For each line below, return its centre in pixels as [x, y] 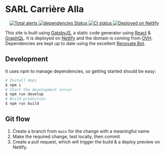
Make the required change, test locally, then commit [66, 136]
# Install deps [21, 80]
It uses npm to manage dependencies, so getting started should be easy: [81, 71]
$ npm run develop [24, 94]
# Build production [26, 99]
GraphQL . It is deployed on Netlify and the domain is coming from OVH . [79, 38]
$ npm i [13, 85]
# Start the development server [39, 89]
